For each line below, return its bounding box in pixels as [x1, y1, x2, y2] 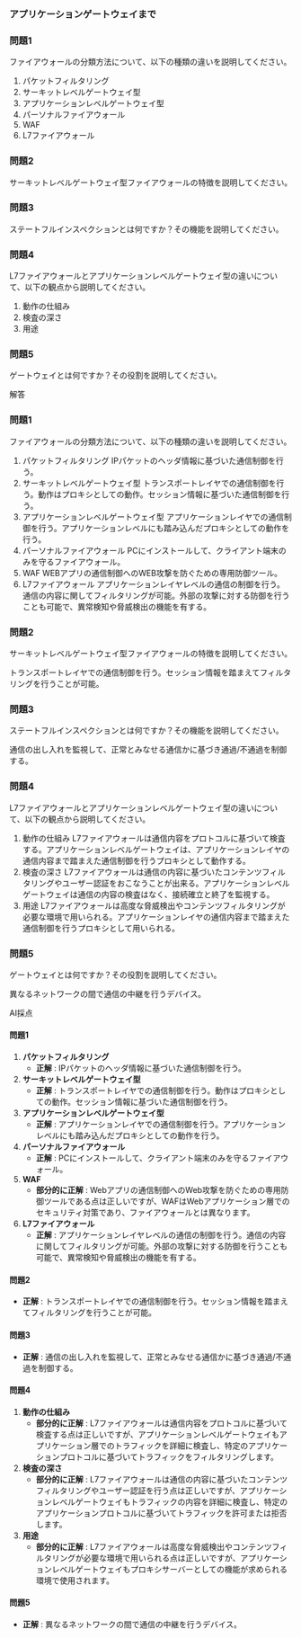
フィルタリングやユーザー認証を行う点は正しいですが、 [35, 1485, 241, 1496]
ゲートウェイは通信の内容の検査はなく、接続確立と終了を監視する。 [22, 888, 275, 900]
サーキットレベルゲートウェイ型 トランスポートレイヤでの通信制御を [22, 477, 277, 488]
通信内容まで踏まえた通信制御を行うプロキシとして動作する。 [22, 855, 252, 866]
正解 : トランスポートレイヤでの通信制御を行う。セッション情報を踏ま [22, 1296, 281, 1307]
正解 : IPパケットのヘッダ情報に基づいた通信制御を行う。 [35, 1063, 247, 1073]
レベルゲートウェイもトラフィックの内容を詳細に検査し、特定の [51, 1496, 288, 1507]
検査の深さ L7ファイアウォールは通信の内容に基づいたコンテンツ [22, 866, 262, 877]
